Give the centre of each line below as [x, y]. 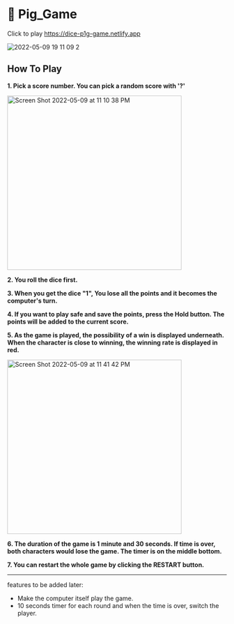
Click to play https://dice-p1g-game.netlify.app [74, 33]
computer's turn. [32, 300]
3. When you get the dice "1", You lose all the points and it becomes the [112, 293]
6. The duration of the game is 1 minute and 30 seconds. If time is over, [111, 544]
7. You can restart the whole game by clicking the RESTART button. [106, 565]
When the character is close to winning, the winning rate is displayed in [112, 342]
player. [27, 613]
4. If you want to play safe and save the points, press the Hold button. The [116, 314]
